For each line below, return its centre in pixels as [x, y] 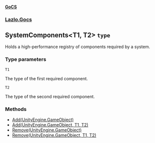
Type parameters [26, 59]
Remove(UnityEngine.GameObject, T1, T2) [54, 135]
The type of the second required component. [50, 96]
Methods [16, 109]
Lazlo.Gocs [19, 19]
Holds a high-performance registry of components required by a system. [77, 47]
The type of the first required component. [46, 78]
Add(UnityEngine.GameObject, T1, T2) [50, 125]
